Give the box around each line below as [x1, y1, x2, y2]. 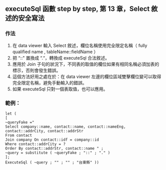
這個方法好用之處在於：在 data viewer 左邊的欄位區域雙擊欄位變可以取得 [12, 74, 162, 80]
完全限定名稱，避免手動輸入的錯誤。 [12, 80, 87, 85]
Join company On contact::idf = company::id [5, 137, 99, 142]
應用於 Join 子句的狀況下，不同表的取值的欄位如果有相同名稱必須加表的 [12, 61, 160, 67]
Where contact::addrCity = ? [5, 141, 66, 147]
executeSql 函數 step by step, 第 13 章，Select [5, 4, 150, 13]
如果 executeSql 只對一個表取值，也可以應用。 [12, 86, 108, 92]
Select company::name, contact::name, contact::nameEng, [5, 124, 126, 129]
